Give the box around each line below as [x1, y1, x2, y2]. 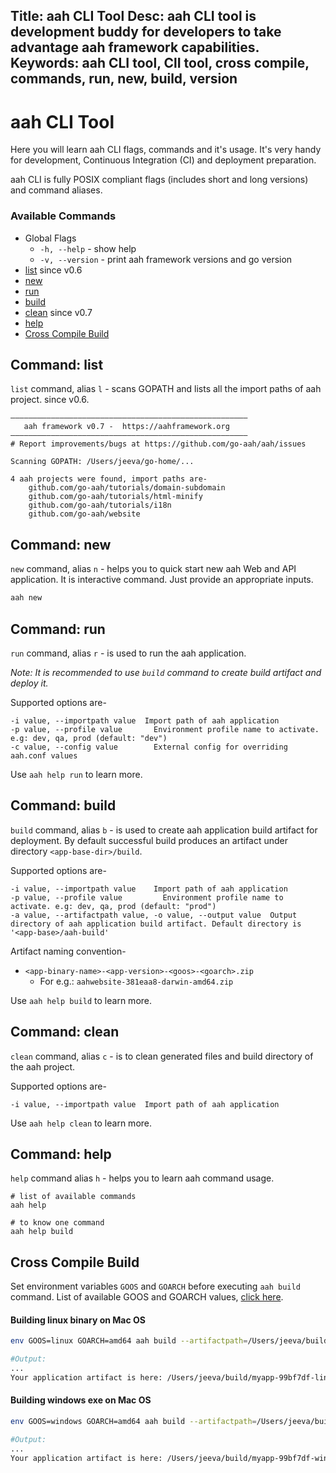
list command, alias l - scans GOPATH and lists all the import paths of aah [10, 383, 322, 395]
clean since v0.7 [24, 306, 93, 318]
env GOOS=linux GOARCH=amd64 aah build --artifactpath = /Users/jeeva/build [10, 1336, 329, 1346]
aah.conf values [10, 750, 78, 761]
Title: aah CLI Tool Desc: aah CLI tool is [10, 8, 257, 25]
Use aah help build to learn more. [10, 994, 153, 1006]
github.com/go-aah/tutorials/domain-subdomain [28, 483, 226, 493]
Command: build [10, 797, 117, 814]
